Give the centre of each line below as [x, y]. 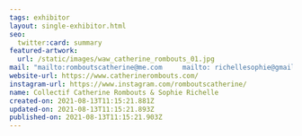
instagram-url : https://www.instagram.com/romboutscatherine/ [128, 84]
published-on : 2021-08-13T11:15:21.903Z [86, 117]
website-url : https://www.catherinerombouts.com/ [104, 76]
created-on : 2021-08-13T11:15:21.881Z [82, 101]
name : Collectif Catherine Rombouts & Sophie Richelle [114, 92]
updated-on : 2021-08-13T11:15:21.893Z [82, 109]
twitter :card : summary [60, 42]
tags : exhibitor [40, 17]
